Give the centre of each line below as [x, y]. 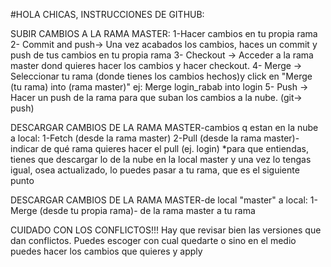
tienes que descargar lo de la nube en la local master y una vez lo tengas [161, 159]
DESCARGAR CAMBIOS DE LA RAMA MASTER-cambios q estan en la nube [164, 127]
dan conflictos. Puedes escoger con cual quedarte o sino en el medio [153, 240]
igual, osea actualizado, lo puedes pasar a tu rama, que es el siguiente [155, 170]
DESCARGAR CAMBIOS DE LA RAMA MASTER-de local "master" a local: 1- [164, 200]
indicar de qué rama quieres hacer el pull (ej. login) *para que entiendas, [159, 148]
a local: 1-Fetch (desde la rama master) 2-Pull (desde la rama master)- [155, 138]
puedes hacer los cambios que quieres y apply [106, 251]
